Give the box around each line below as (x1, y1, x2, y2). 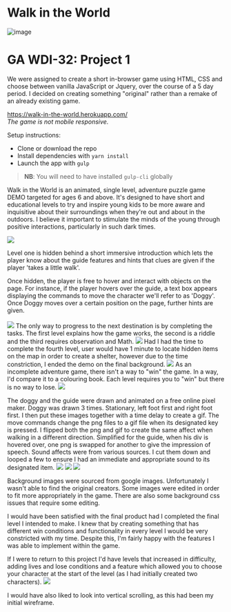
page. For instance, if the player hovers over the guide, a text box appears (7, 284, 217, 292)
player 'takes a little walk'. (7, 263, 81, 271)
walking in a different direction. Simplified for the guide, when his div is (7, 433, 209, 441)
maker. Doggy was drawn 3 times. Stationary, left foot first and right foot (7, 403, 213, 412)
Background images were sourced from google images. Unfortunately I (7, 477, 209, 485)
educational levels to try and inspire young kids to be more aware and (7, 200, 205, 209)
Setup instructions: (7, 131, 61, 139)
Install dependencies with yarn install (17, 151, 129, 160)
